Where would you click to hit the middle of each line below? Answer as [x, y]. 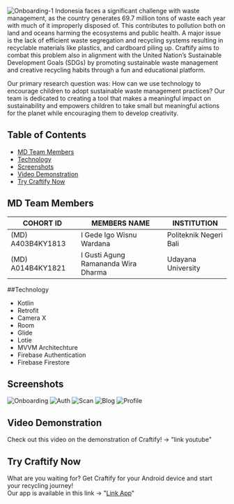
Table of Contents [47, 135]
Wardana [96, 243]
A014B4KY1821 [38, 268]
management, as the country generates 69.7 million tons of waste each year [117, 18]
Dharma [94, 272]
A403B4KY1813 [38, 243]
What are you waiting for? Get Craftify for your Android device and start [110, 478]
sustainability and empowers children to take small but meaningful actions [114, 106]
